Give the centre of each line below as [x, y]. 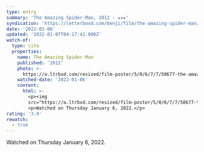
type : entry [21, 12]
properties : [27, 52]
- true [20, 125]
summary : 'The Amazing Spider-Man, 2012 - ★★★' [68, 18]
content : [28, 86]
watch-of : [19, 40]
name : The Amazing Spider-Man [56, 57]
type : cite [25, 46]
